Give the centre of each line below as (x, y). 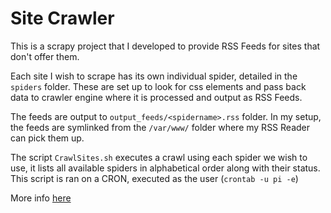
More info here (41, 198)
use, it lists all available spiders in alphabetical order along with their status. (165, 168)
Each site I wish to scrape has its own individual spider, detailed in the (154, 76)
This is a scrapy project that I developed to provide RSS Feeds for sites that (165, 46)
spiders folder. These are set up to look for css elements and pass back (158, 86)
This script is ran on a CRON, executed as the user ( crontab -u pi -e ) (154, 178)
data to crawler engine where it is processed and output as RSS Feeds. (156, 97)
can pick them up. (47, 138)
